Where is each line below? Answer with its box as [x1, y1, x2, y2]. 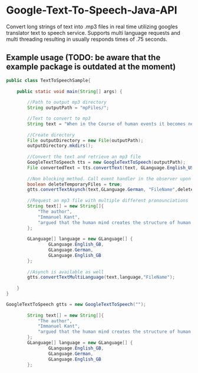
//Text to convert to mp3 [27, 115, 91, 121]
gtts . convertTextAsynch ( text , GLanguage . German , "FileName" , [27, 187, 178, 193]
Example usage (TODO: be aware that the [6, 52, 161, 62]
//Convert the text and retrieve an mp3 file [27, 154, 141, 160]
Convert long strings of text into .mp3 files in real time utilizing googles [6, 23, 178, 30]
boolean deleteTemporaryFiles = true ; [27, 181, 123, 187]
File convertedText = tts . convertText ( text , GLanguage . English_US [27, 164, 194, 171]
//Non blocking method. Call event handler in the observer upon [27, 176, 192, 181]
